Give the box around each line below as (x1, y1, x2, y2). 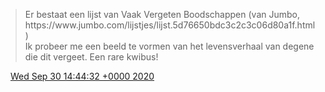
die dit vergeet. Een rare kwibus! (24, 51, 159, 63)
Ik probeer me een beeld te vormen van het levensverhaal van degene (24, 40, 315, 52)
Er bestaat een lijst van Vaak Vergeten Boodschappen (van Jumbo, (24, 9, 300, 20)
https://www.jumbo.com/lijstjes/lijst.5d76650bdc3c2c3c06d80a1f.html (24, 19, 316, 31)
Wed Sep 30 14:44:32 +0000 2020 (9, 70, 155, 82)
